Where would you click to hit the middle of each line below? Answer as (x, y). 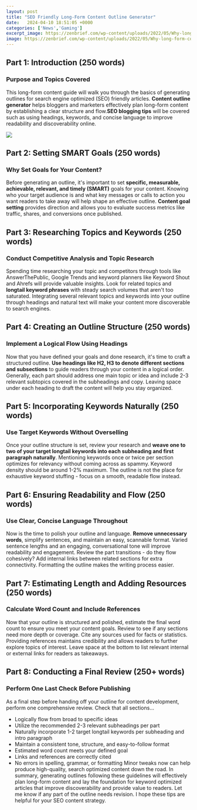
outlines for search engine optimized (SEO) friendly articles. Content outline (98, 98)
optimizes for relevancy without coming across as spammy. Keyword (89, 464)
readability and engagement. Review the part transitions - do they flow (91, 552)
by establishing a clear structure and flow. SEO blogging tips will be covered (98, 111)
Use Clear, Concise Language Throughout (67, 521)
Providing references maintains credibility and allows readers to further (92, 641)
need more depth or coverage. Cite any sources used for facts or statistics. (97, 634)
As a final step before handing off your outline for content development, (93, 701)
